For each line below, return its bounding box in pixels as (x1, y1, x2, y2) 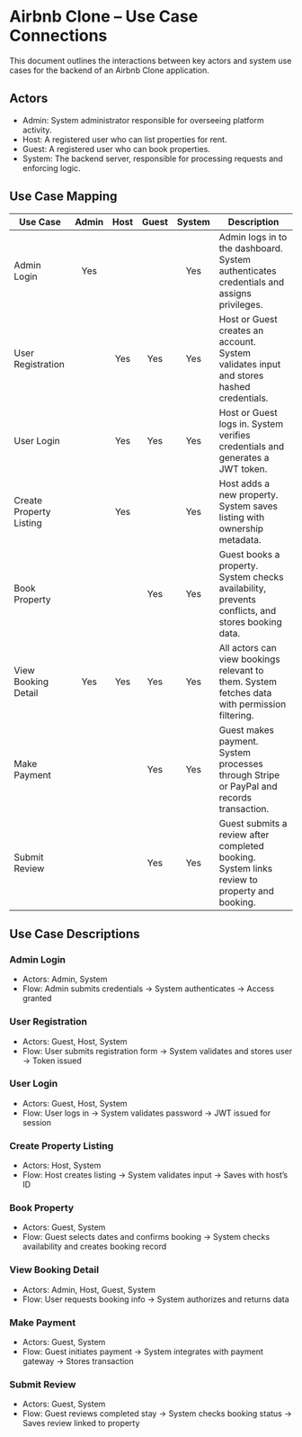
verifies (218, 429, 251, 441)
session (22, 1116, 52, 1127)
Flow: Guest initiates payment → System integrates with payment (22, 1346, 263, 1357)
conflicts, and (218, 604, 277, 617)
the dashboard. (218, 241, 283, 254)
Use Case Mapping (9, 189, 118, 204)
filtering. (218, 709, 254, 721)
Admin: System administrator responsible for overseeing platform (22, 114, 264, 125)
